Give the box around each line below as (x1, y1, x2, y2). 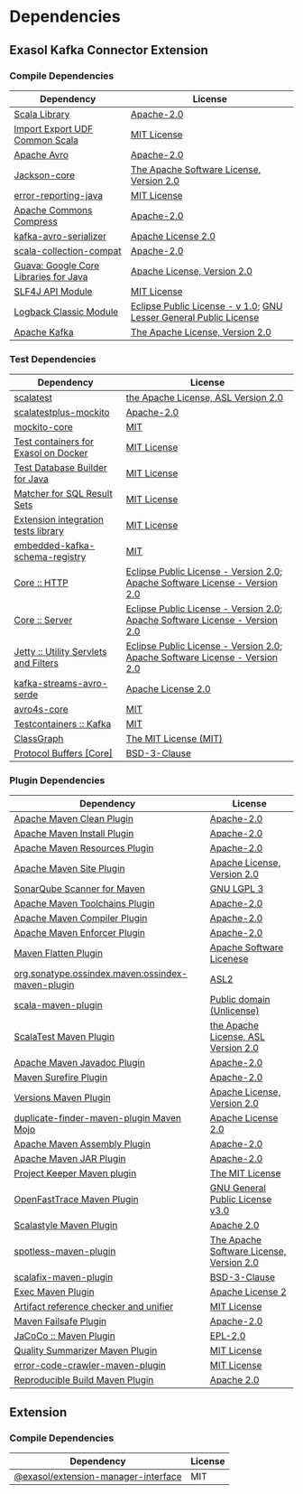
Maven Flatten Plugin (14, 947, 104, 959)
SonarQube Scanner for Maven (14, 882, 146, 895)
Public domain (209, 994, 271, 1006)
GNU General (209, 1181, 266, 1194)
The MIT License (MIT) (125, 733, 224, 745)
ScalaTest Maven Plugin (14, 1031, 115, 1043)
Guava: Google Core (14, 259, 100, 272)
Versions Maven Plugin (14, 1091, 111, 1104)
